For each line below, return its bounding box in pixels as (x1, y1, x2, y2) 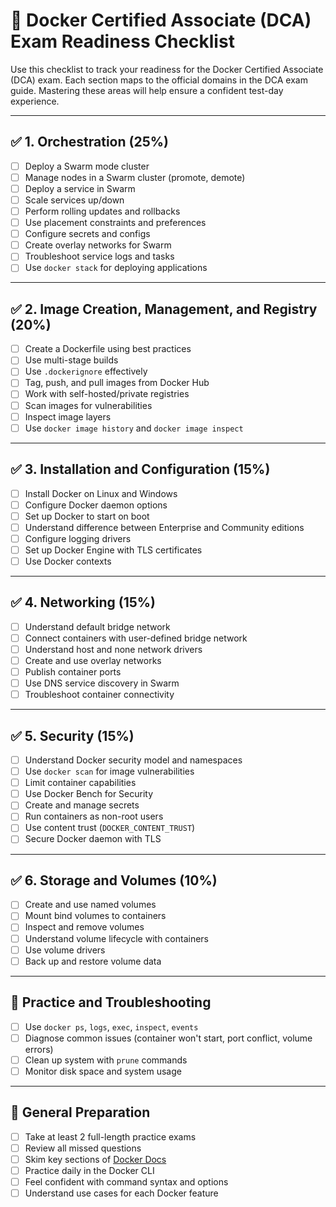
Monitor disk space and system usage (24, 1065, 182, 1077)
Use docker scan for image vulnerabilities (24, 765, 195, 778)
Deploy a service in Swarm (24, 182, 136, 194)
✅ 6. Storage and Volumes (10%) (10, 872, 218, 889)
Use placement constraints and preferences (24, 217, 207, 229)
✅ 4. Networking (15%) (10, 594, 156, 611)
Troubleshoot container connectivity (24, 689, 175, 701)
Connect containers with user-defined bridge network (24, 632, 248, 644)
